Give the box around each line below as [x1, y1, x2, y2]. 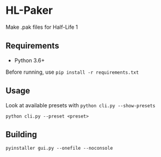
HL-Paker [5, 4, 53, 17]
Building [5, 129, 37, 140]
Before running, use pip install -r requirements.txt [5, 68, 139, 76]
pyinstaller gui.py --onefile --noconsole [5, 145, 113, 152]
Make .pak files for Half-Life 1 [5, 23, 78, 31]
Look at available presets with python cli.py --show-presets [5, 101, 156, 108]
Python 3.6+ [14, 56, 45, 64]
